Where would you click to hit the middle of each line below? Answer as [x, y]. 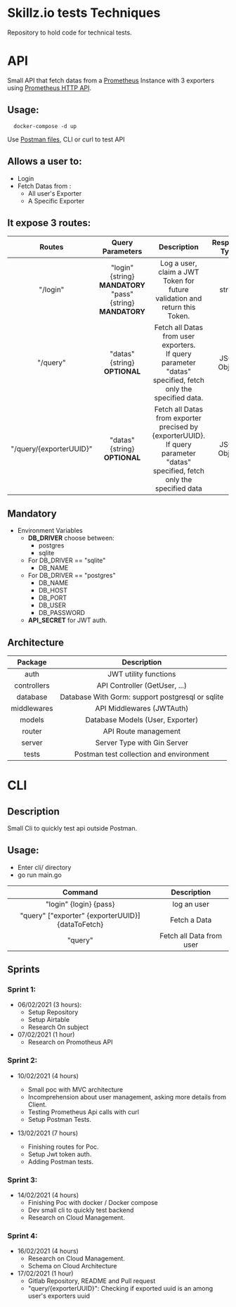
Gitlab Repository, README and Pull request [92, 1281]
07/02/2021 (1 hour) [46, 1035]
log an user [191, 904]
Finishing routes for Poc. [64, 1147]
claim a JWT [178, 272]
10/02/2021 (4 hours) [48, 1075]
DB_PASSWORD [62, 613]
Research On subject [58, 1027]
